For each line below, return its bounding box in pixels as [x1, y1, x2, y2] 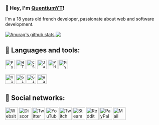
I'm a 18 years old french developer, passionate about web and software [5, 16, 154, 22]
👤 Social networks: [5, 94, 65, 102]
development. [5, 21, 34, 27]
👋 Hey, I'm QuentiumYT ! [5, 5, 65, 12]
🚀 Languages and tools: [5, 46, 80, 55]
